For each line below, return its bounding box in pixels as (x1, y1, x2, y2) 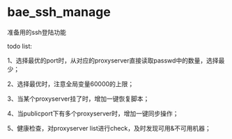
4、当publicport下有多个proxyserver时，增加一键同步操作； (7, 109, 179, 117)
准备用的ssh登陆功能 (7, 28, 67, 36)
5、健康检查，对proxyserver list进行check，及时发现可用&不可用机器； (7, 124, 211, 132)
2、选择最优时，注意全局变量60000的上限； (7, 79, 134, 88)
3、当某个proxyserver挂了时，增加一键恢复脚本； (7, 95, 150, 103)
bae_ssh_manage (7, 4, 111, 20)
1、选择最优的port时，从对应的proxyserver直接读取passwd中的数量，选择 (7, 56, 219, 65)
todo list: (7, 42, 33, 50)
